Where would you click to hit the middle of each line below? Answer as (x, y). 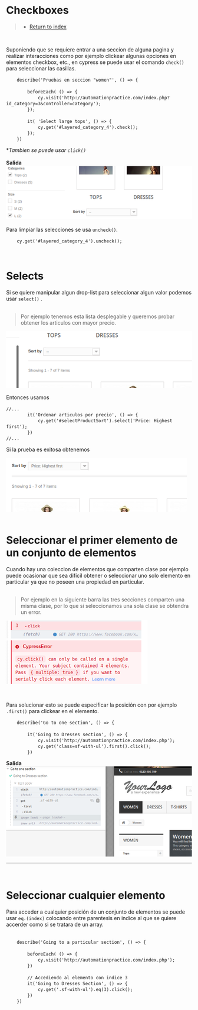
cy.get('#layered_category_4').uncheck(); (70, 241)
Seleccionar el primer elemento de (92, 540)
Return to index (48, 27)
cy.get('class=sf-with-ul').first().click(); (94, 746)
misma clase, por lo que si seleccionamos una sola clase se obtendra (105, 606)
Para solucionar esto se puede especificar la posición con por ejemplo (92, 705)
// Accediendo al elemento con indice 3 (77, 977)
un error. (31, 612)
